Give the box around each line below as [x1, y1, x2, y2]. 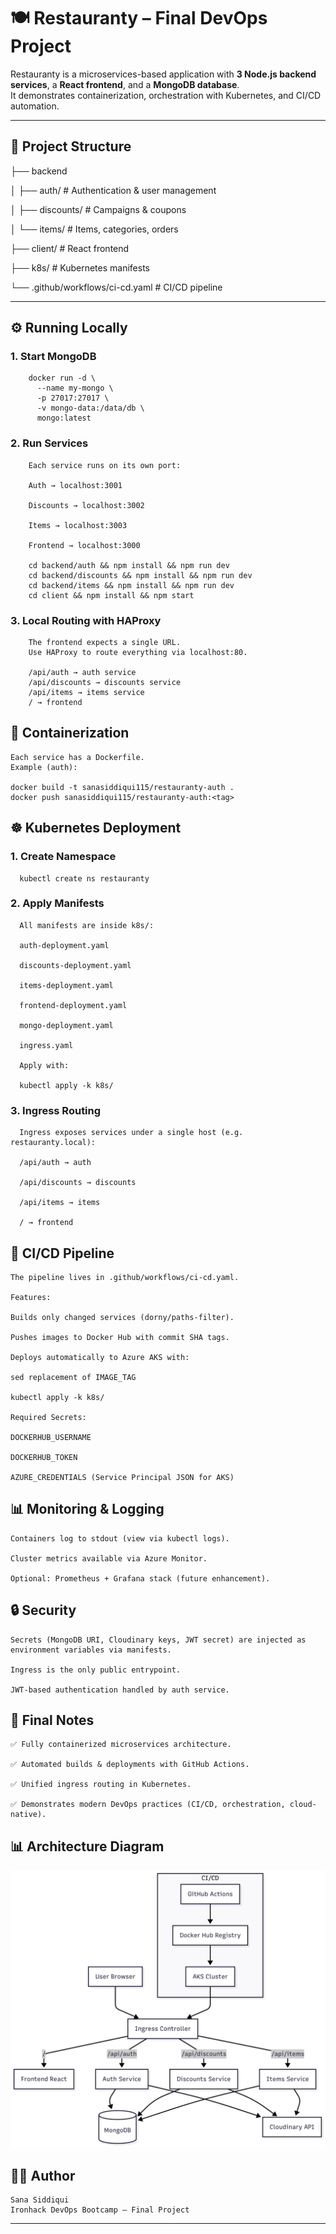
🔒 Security [10, 1602, 77, 1619]
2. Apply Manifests [10, 896, 105, 910]
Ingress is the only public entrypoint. [10, 1665, 182, 1675]
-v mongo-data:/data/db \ [36, 403, 145, 414]
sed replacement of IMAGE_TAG [10, 1372, 137, 1382]
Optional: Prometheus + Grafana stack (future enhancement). [10, 1573, 271, 1584]
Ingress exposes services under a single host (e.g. [19, 1128, 244, 1138]
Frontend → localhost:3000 [28, 540, 141, 550]
